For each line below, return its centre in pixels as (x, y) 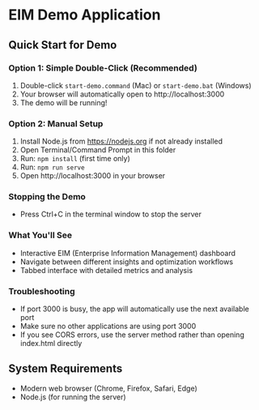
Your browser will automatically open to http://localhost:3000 (122, 94)
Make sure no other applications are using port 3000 (108, 327)
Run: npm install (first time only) (75, 159)
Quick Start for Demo (63, 45)
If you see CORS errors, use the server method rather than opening (132, 335)
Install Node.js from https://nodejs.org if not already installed (121, 141)
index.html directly (51, 344)
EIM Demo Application (85, 15)
